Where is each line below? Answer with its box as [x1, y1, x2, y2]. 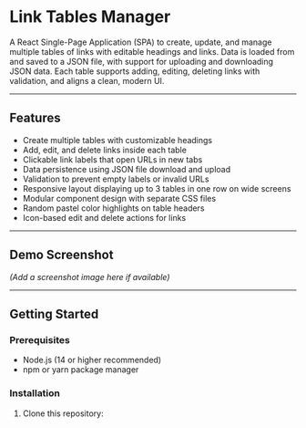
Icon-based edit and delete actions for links [22, 212, 187, 223]
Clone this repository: [22, 408, 104, 419]
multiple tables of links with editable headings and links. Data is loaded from [9, 46, 295, 57]
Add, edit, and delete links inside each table [22, 144, 187, 155]
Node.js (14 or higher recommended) [22, 354, 162, 366]
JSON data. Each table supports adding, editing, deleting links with [9, 66, 260, 77]
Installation [9, 387, 61, 400]
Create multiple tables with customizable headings [22, 134, 213, 145]
